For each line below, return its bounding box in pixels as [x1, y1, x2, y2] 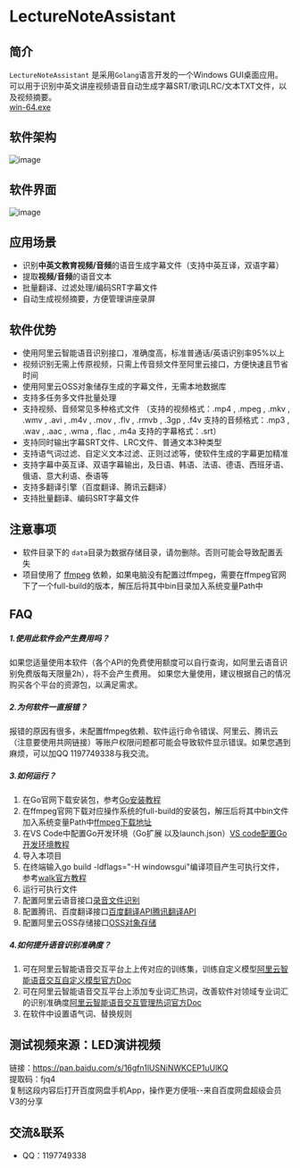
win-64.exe [9, 102, 52, 113]
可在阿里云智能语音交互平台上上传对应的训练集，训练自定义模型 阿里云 [21, 963, 281, 975]
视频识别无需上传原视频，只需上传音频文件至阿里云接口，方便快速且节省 [21, 359, 288, 370]
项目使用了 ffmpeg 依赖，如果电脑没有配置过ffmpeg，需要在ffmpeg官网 [21, 569, 287, 580]
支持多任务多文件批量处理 [21, 392, 117, 403]
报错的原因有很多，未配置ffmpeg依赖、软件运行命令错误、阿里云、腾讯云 [9, 726, 279, 736]
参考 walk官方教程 [21, 873, 87, 884]
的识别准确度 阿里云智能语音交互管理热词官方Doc [21, 997, 203, 1008]
